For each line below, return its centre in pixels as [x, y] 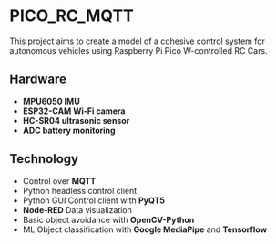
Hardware [38, 80]
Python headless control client [80, 190]
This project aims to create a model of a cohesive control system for [138, 41]
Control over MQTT [59, 181]
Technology [44, 159]
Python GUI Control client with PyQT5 [94, 200]
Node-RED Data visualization [77, 209]
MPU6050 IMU [51, 101]
